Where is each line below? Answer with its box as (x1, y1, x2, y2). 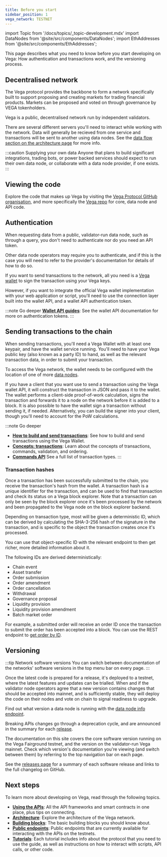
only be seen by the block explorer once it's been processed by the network (5, 498, 162, 504)
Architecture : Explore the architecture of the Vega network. (12, 815, 136, 821)
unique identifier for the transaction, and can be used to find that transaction (5, 488, 163, 494)
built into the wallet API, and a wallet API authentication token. (5, 298, 133, 304)
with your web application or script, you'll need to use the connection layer (5, 293, 159, 299)
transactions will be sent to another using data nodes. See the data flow (5, 135, 153, 141)
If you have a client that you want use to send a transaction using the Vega (5, 381, 159, 387)
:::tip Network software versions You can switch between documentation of (5, 660, 161, 666)
